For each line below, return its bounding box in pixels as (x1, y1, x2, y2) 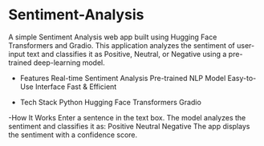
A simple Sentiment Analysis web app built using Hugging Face (8, 32, 217, 42)
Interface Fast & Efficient (35, 82, 117, 91)
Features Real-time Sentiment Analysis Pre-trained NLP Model (19, 73, 226, 83)
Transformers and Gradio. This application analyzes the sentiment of (8, 40, 235, 50)
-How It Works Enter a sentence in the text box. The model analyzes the (8, 112, 246, 122)
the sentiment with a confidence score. (8, 130, 138, 140)
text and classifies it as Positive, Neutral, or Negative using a (26, 49, 227, 59)
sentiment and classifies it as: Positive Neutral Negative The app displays (8, 121, 250, 131)
